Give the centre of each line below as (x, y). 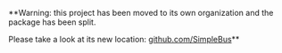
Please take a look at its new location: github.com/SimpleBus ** (124, 39)
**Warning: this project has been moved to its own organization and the (141, 13)
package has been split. (52, 22)
